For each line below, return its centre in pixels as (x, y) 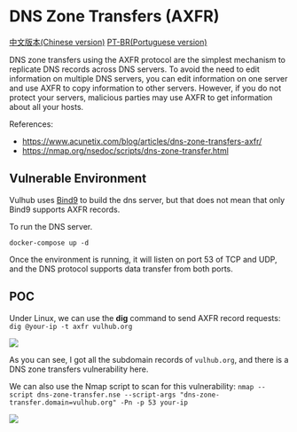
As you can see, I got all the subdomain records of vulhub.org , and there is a (149, 359)
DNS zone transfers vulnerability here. (79, 369)
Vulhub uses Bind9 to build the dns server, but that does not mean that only (147, 200)
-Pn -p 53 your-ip (154, 402)
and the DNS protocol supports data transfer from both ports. (121, 269)
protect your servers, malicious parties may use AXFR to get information (141, 97)
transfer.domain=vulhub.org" (63, 402)
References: (31, 124)
